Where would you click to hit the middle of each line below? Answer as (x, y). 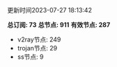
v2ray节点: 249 (39, 39)
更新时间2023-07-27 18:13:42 (50, 10)
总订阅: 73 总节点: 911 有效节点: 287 (59, 25)
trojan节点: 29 (37, 48)
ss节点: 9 (30, 57)
